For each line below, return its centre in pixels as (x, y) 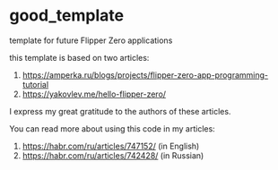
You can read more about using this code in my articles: (112, 128)
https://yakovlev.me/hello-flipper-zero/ (94, 94)
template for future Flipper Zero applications (91, 40)
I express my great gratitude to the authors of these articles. (120, 111)
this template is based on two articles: (79, 57)
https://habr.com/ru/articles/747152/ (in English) (111, 146)
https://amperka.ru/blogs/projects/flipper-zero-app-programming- (145, 75)
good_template (66, 16)
